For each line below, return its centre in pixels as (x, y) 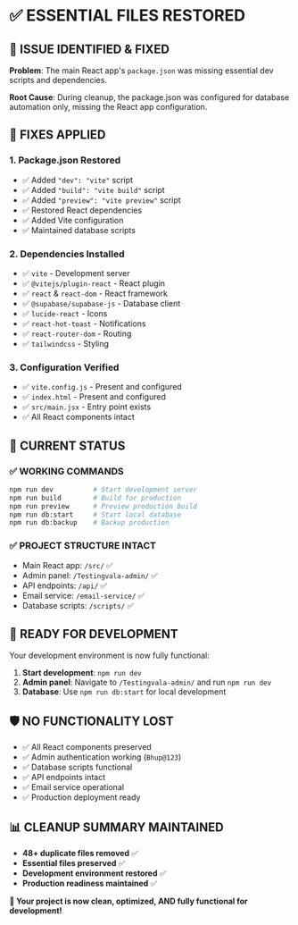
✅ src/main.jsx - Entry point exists (87, 407)
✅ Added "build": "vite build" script (93, 189)
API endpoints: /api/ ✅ (65, 585)
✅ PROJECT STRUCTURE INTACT (83, 546)
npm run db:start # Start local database (95, 515)
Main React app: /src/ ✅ (67, 565)
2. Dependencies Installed (67, 254)
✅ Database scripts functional (77, 767)
